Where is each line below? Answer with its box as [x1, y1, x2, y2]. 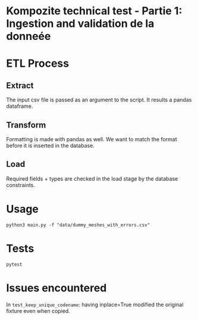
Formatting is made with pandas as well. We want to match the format [6, 136, 177, 142]
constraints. [6, 181, 36, 188]
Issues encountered [6, 281, 107, 294]
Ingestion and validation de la [6, 17, 155, 30]
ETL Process [6, 57, 70, 70]
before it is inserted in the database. [6, 142, 95, 149]
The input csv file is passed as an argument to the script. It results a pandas [6, 97, 192, 104]
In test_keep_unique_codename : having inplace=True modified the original [6, 301, 184, 308]
